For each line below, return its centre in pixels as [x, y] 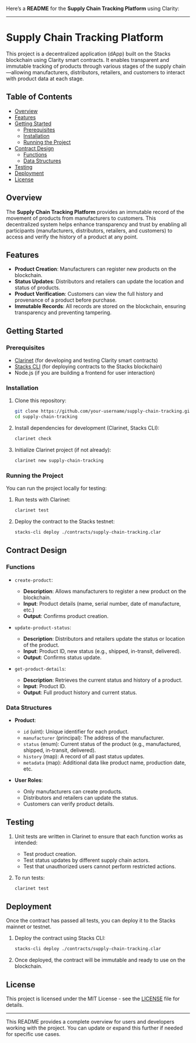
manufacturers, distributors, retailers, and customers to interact [108, 72]
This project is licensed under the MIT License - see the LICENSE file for [93, 999]
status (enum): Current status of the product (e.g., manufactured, [102, 744]
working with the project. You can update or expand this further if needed [94, 1028]
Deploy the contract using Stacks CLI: [60, 938]
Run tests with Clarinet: [43, 500]
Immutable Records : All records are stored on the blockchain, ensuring [100, 306]
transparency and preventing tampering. [63, 313]
